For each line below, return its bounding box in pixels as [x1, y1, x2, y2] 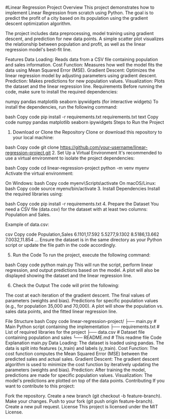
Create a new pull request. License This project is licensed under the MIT [5, 404, 158, 409]
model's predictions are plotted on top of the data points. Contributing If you [5, 378, 165, 383]
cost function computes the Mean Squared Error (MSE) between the [5, 350, 148, 357]
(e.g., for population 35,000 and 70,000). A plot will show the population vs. [5, 303, 163, 309]
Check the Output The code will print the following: [12, 282, 119, 288]
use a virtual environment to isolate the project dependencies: [5, 155, 135, 161]
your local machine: [12, 135, 54, 140]
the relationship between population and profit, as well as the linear [5, 41, 146, 47]
